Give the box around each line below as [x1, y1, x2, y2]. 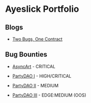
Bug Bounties [5, 50, 47, 59]
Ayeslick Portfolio [5, 3, 79, 15]
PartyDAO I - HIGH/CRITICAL [12, 73, 72, 79]
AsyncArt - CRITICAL [12, 63, 55, 69]
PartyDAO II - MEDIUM [12, 82, 59, 88]
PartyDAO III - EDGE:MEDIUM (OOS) [12, 92, 87, 98]
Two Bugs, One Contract [12, 36, 63, 42]
